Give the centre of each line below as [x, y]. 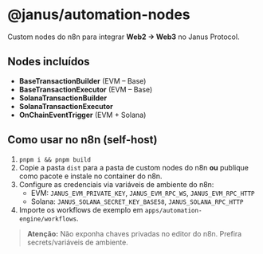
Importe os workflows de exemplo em [81, 209]
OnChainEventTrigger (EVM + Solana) [82, 115]
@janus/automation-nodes [99, 15]
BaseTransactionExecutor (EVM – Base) [86, 89]
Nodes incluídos [49, 62]
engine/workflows [48, 219]
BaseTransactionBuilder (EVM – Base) [82, 80]
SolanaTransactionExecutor [66, 106]
